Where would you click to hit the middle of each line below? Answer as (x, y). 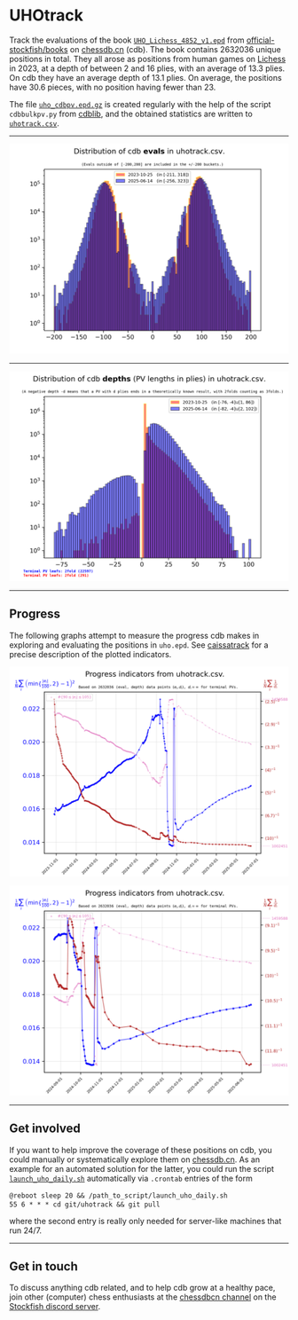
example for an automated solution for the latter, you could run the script (142, 1168)
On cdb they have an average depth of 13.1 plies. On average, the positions (145, 77)
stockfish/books (39, 49)
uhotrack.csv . (34, 123)
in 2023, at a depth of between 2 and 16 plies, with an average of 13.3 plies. (147, 68)
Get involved (45, 1129)
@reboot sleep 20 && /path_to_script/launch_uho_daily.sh (118, 1195)
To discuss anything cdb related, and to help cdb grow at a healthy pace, (142, 1288)
